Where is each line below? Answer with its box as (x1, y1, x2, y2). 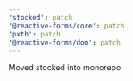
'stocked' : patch (8, 12, 73, 22)
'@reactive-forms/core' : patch (8, 21, 125, 30)
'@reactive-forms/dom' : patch (8, 37, 121, 47)
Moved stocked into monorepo (8, 62, 121, 73)
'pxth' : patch (8, 29, 62, 38)
